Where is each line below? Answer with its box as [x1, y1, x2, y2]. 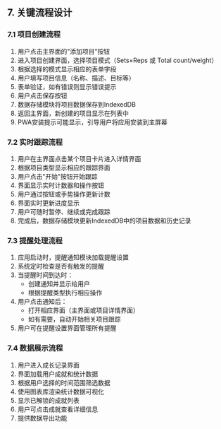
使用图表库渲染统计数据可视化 [17, 387, 104, 396]
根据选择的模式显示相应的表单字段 [17, 64, 117, 73]
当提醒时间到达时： [17, 271, 74, 279]
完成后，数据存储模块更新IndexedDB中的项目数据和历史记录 [17, 216, 191, 225]
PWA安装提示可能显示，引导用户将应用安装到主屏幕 [17, 117, 168, 126]
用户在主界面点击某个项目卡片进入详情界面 [17, 154, 141, 163]
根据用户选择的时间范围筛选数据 [17, 378, 110, 387]
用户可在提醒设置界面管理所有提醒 [17, 324, 117, 332]
